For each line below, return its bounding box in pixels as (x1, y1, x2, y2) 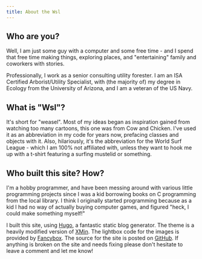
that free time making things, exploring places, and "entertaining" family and (6, 54, 197, 61)
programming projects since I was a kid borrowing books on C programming (6, 191, 197, 198)
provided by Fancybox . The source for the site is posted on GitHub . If (6, 234, 178, 242)
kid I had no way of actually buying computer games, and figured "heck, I (6, 203, 189, 211)
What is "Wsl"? (6, 102, 65, 113)
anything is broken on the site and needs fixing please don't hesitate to (6, 241, 183, 248)
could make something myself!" (6, 210, 86, 217)
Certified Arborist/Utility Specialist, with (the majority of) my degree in (6, 78, 181, 85)
